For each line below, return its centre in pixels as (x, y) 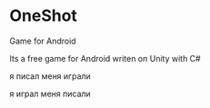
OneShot (43, 16)
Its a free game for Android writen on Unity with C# (105, 58)
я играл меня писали (50, 93)
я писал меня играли (50, 76)
